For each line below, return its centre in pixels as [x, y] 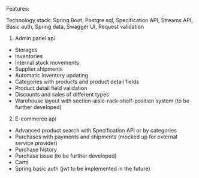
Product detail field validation [51, 88]
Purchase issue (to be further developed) [66, 156]
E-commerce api [35, 119]
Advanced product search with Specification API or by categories [96, 130]
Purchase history [36, 150]
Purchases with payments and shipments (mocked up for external [96, 137]
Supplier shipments [39, 69]
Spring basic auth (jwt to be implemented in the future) [83, 168]
